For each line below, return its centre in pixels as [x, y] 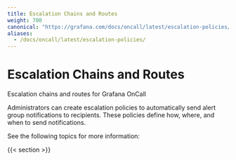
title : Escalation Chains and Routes [63, 14]
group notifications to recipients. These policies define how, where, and [111, 115]
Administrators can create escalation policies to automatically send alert [112, 108]
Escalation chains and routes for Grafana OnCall [77, 94]
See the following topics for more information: [74, 136]
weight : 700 [25, 20]
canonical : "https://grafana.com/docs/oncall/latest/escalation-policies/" [120, 27]
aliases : [20, 33]
